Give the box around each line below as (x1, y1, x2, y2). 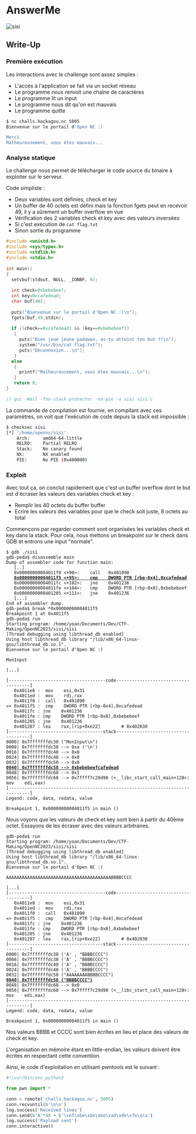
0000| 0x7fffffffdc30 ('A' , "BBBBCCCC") (6, 952, 109, 958)
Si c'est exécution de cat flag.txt (14, 221, 98, 228)
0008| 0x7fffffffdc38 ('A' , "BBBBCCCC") (6, 956, 109, 963)
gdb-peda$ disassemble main (6, 554, 75, 560)
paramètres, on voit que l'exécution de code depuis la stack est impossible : (6, 413, 189, 420)
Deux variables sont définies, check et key (14, 196, 117, 203)
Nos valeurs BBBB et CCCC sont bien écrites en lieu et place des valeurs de (6, 1029, 189, 1036)
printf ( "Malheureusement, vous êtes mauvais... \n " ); (19, 369, 150, 375)
